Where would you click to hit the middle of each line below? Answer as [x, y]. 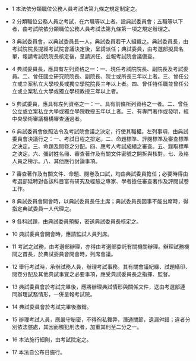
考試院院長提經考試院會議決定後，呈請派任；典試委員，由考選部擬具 [95, 49]
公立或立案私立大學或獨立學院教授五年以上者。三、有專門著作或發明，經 [100, 111]
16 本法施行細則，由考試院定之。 [52, 340]
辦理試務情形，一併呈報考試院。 [56, 294]
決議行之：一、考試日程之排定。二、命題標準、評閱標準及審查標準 [108, 139]
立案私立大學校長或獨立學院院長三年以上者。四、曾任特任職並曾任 [103, 84]
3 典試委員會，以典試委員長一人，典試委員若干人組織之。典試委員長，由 [100, 41]
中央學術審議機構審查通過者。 [48, 119]
